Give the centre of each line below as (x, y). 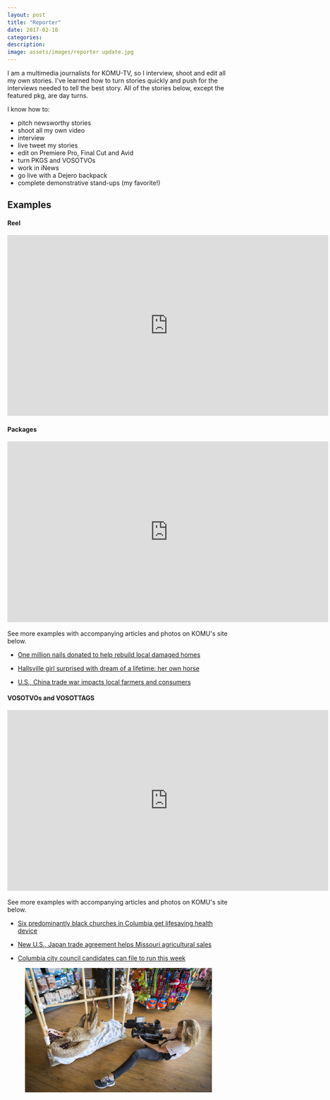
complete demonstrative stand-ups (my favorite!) (89, 183)
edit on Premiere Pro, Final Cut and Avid (75, 153)
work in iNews (38, 168)
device (27, 931)
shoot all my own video (51, 130)
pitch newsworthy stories (54, 123)
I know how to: (29, 109)
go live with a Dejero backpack (62, 175)
